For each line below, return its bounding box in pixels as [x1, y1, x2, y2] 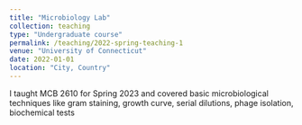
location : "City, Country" [9, 64, 111, 73]
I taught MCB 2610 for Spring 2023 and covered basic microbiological [9, 87, 269, 99]
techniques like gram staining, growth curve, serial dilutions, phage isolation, [9, 97, 295, 108]
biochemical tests [9, 107, 75, 118]
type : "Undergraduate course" [9, 30, 124, 39]
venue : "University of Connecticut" [9, 47, 147, 56]
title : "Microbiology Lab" [9, 13, 111, 22]
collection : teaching [9, 22, 91, 31]
